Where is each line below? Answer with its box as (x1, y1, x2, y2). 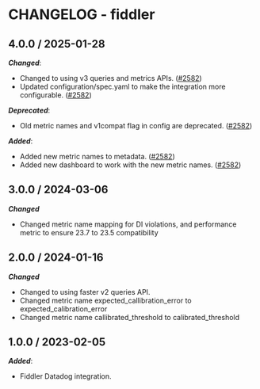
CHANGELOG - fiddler (8, 6, 155, 24)
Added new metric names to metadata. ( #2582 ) (19, 152, 176, 161)
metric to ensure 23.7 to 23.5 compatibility (19, 227, 159, 237)
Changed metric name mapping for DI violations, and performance (19, 219, 237, 229)
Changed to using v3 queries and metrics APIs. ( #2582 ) (19, 74, 202, 82)
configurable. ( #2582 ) (19, 90, 93, 100)
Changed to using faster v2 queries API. (19, 287, 151, 296)
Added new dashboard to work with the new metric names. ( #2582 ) (19, 160, 242, 170)
